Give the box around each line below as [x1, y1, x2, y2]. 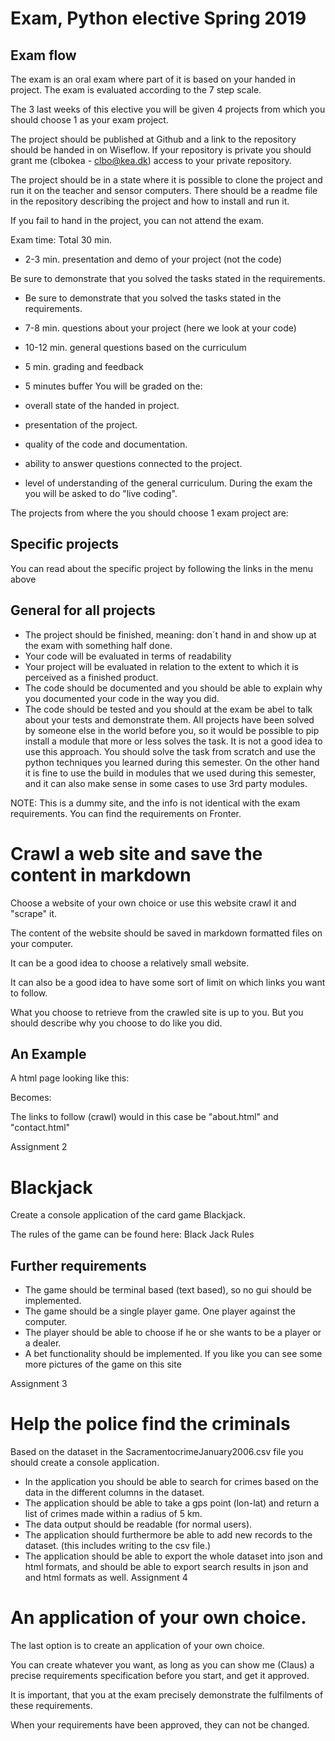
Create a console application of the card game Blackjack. [10, 1209, 246, 1221]
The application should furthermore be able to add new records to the [24, 1529, 313, 1541]
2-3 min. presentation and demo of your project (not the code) [24, 253, 283, 265]
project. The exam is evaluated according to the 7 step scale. [10, 84, 262, 96]
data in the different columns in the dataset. [24, 1487, 205, 1499]
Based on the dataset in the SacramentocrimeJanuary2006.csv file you [10, 1446, 304, 1458]
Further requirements [10, 1257, 147, 1274]
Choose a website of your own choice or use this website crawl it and [10, 897, 297, 909]
